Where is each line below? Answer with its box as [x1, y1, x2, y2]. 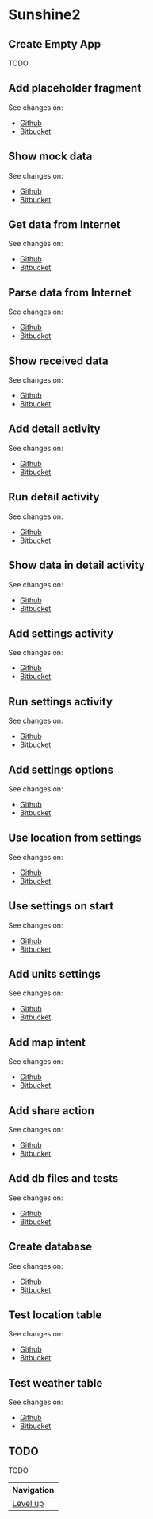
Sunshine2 [8, 6, 81, 24]
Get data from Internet [8, 218, 120, 232]
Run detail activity [8, 490, 101, 504]
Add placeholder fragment [8, 81, 142, 95]
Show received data [8, 354, 109, 367]
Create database [8, 1240, 93, 1254]
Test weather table [8, 1376, 103, 1390]
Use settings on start [8, 899, 114, 913]
